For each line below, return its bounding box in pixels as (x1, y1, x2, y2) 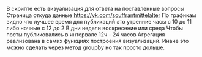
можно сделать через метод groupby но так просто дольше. (6, 44, 165, 51)
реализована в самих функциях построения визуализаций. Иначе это (6, 38, 189, 44)
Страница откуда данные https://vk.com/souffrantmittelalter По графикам (6, 12, 196, 19)
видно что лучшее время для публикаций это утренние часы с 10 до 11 (6, 18, 192, 25)
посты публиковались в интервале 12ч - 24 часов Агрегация (6, 31, 165, 38)
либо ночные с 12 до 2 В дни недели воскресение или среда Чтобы (6, 24, 184, 32)
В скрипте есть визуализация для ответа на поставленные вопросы (6, 5, 185, 12)
